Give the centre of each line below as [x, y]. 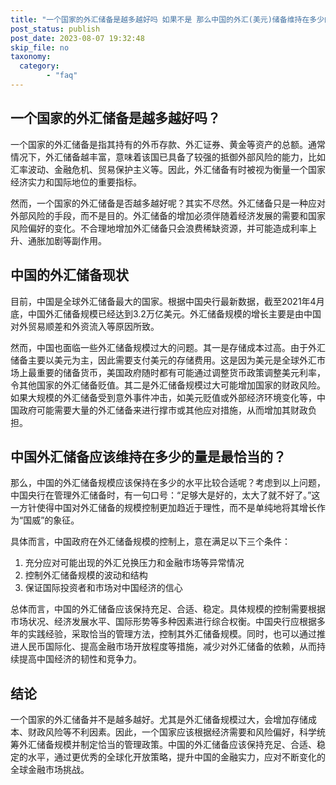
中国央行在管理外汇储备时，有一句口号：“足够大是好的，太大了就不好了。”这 [165, 495]
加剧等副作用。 [75, 240]
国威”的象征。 [51, 520]
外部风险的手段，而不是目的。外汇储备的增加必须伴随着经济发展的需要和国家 [168, 215]
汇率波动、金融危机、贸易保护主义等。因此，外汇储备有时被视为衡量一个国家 [168, 169]
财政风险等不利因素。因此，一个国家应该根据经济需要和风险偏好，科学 [172, 732]
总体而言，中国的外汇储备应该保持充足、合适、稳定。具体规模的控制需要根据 [168, 609]
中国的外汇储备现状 [69, 275]
